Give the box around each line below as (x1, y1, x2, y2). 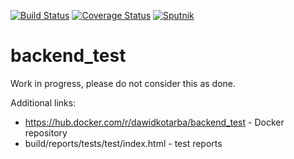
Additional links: (10, 96, 77, 109)
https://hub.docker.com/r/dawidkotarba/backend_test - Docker (24, 116, 285, 128)
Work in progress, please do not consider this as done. (10, 77, 237, 89)
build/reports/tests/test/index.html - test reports (24, 137, 223, 149)
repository (24, 126, 68, 139)
